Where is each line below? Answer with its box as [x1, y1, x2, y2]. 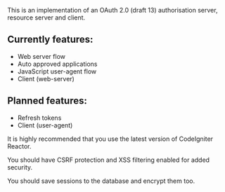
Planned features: [7, 95, 88, 107]
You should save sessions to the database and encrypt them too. [7, 177, 195, 185]
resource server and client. [7, 13, 86, 22]
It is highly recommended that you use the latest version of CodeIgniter [7, 135, 213, 143]
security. [7, 163, 33, 171]
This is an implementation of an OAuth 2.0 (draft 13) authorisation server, [7, 6, 218, 14]
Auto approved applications [17, 60, 98, 68]
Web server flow [17, 52, 65, 60]
